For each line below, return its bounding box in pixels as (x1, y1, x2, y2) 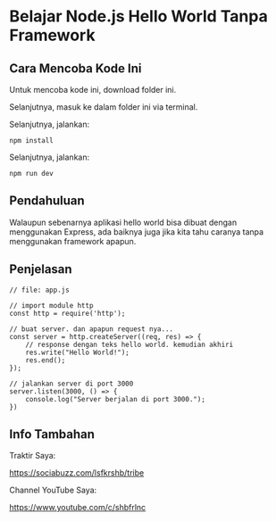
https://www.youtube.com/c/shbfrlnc (9, 502, 146, 513)
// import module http (9, 301, 94, 310)
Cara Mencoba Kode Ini (9, 61, 142, 76)
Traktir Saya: (9, 451, 56, 461)
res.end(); (25, 355, 66, 365)
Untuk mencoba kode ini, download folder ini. (9, 85, 177, 95)
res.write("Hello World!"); (25, 348, 130, 357)
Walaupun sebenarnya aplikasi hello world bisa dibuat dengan (9, 217, 238, 227)
